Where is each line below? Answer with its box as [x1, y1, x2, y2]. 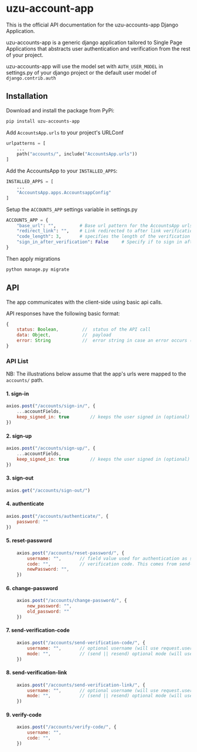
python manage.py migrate [6, 267, 69, 272]
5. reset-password [6, 537, 52, 544]
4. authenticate [6, 500, 45, 507]
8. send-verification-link [6, 669, 67, 676]
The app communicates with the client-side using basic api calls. [6, 298, 163, 305]
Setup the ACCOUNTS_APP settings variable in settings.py [6, 205, 138, 213]
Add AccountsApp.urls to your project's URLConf [6, 129, 124, 136]
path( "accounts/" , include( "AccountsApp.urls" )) [16, 151, 138, 157]
